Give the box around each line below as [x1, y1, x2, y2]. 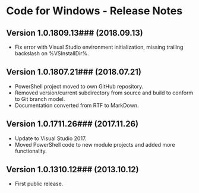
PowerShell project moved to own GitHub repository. [14, 83, 144, 90]
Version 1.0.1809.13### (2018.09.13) [6, 28, 144, 38]
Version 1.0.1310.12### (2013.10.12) [6, 164, 139, 175]
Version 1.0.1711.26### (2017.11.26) [6, 119, 139, 129]
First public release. [14, 180, 64, 188]
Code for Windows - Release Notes [6, 4, 183, 18]
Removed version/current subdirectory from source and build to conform [14, 89, 194, 96]
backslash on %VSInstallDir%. [14, 50, 89, 57]
